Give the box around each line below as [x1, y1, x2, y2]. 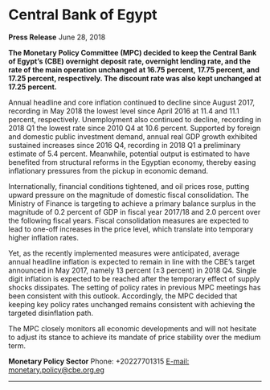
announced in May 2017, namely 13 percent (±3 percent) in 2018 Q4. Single [8, 265, 257, 275]
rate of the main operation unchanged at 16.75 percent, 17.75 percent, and [8, 64, 260, 74]
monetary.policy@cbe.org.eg [8, 364, 104, 375]
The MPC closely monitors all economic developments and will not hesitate [8, 323, 257, 333]
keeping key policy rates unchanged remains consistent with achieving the [8, 299, 256, 309]
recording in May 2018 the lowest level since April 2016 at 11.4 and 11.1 [8, 106, 239, 116]
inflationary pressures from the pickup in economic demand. [8, 166, 209, 175]
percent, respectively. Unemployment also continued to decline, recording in [8, 114, 262, 124]
